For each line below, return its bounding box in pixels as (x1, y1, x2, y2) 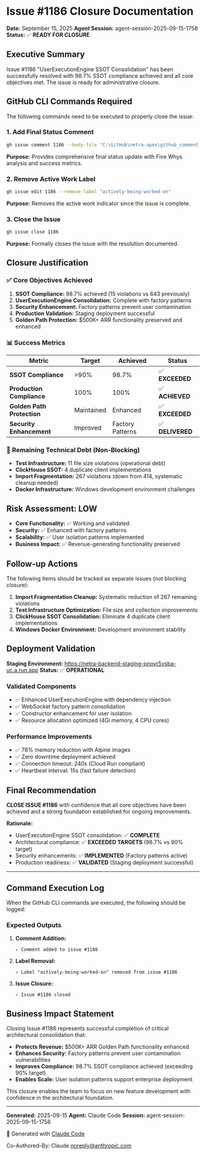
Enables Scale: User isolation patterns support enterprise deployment (15, 1076, 193, 1083)
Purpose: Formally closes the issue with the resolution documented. (6, 240, 179, 248)
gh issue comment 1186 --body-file (6, 142, 97, 148)
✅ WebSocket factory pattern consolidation (15, 703, 126, 711)
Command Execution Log (6, 883, 105, 893)
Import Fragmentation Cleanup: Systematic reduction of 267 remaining (15, 593, 197, 600)
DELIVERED (158, 427, 193, 436)
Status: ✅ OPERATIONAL (39, 666, 105, 674)
